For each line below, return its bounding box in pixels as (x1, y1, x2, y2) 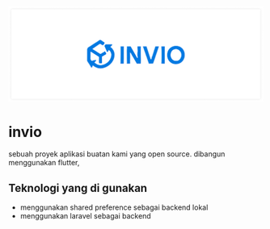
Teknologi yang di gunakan (8, 181, 148, 195)
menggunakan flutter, (8, 158, 80, 168)
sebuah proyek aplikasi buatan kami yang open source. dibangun (8, 149, 226, 159)
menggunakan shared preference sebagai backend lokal (19, 202, 209, 212)
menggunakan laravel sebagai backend (19, 211, 151, 221)
